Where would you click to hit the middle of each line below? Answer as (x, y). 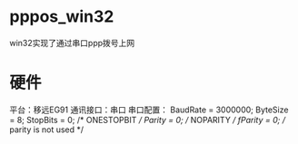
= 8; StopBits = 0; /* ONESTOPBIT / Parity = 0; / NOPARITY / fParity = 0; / (148, 120)
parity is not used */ (47, 130)
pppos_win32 (62, 17)
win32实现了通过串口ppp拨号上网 (72, 43)
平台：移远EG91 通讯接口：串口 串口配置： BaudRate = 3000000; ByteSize (149, 110)
